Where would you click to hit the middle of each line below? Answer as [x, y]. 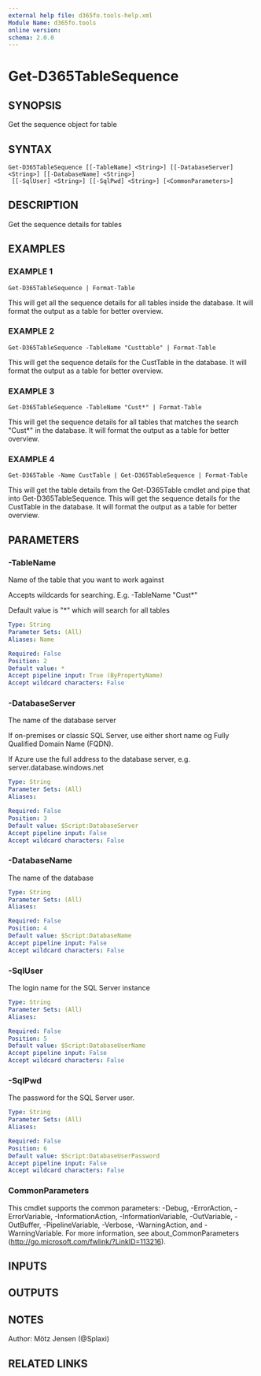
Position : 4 [28, 929]
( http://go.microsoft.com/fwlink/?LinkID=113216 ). [87, 1241]
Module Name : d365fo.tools [52, 23]
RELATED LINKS [48, 1364]
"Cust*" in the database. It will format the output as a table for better [119, 431]
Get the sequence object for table [63, 125]
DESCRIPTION [43, 205]
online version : [35, 30]
